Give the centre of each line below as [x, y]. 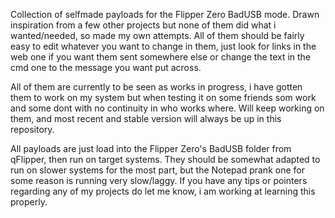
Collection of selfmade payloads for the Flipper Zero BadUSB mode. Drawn [165, 14]
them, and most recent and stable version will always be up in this [146, 118]
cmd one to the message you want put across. [106, 67]
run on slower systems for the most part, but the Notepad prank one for [157, 170]
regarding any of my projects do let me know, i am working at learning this [163, 191]
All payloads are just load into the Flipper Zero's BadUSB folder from [151, 148]
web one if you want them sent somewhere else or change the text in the [161, 57]
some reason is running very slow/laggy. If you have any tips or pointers [159, 180]
